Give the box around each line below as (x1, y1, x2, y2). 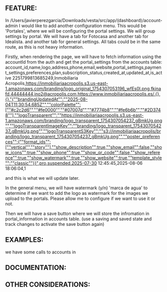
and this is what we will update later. (5, 175, 80, 181)
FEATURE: (5, 4, 37, 13)
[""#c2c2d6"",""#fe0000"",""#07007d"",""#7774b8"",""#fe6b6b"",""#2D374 (5, 107, 161, 113)
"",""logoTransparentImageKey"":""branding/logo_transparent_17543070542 (5, 123, 162, 129)
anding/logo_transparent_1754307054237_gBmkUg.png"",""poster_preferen (5, 133, 161, 139)
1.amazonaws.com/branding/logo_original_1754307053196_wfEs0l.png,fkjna (5, 85, 161, 92)
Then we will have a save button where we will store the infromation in (5, 210, 150, 216)
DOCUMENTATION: (5, 263, 66, 272)
